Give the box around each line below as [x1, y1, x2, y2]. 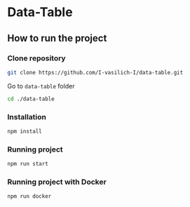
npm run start [7, 161, 49, 168]
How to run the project [7, 32, 107, 44]
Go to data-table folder [7, 81, 75, 90]
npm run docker [7, 193, 52, 200]
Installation [7, 112, 47, 121]
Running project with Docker [7, 177, 107, 187]
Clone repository [7, 53, 66, 63]
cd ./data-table [7, 95, 55, 102]
